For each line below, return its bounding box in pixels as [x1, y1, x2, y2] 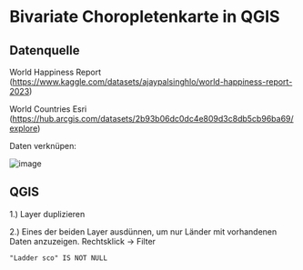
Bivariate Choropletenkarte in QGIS [9, 6, 280, 27]
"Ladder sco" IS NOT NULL [9, 253, 107, 263]
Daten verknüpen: [9, 141, 77, 151]
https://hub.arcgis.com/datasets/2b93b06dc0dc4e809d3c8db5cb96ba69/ [12, 114, 294, 124]
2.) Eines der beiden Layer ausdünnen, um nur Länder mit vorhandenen [9, 225, 278, 237]
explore [9, 123, 38, 134]
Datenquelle [9, 43, 80, 58]
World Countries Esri [9, 104, 87, 115]
